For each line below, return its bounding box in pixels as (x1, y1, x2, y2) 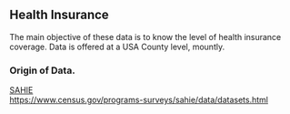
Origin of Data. (9, 64, 75, 77)
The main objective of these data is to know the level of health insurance (9, 31, 282, 42)
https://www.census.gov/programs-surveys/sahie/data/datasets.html (9, 95, 268, 106)
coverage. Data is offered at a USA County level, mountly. (9, 41, 225, 52)
